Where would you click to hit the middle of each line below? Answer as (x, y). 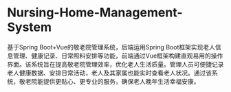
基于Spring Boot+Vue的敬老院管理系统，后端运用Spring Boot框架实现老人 (111, 47)
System (30, 27)
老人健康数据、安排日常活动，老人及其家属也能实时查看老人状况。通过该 (109, 73)
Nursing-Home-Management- (95, 13)
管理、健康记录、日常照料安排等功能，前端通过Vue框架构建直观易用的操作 (118, 56)
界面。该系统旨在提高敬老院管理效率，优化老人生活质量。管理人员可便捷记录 (115, 64)
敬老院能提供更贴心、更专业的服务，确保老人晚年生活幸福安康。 (109, 81)
